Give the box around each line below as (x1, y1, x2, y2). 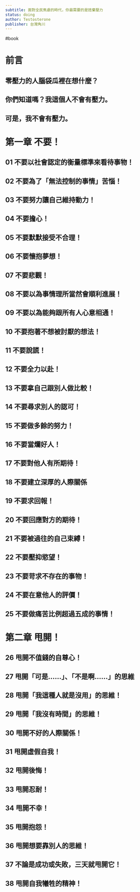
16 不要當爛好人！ (5, 440, 61, 449)
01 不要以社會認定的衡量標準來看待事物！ (5, 158, 134, 167)
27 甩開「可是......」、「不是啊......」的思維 (5, 672, 135, 681)
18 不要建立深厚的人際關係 (5, 477, 87, 487)
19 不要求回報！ (5, 497, 54, 505)
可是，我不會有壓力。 (5, 114, 72, 123)
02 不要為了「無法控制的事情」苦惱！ (5, 177, 122, 185)
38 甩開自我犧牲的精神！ (5, 879, 82, 887)
